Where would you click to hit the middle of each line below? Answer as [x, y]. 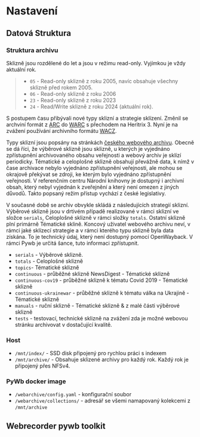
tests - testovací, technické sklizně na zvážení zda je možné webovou [101, 318]
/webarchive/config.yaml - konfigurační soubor [73, 394]
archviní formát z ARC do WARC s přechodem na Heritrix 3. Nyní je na [92, 125]
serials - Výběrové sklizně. [49, 254]
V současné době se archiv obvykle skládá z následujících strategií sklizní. [98, 205]
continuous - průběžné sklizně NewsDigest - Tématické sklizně [92, 274]
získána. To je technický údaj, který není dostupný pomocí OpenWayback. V [99, 236]
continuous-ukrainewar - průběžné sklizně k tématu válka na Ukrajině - [102, 293]
